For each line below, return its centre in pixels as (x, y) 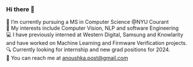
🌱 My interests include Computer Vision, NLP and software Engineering (92, 28)
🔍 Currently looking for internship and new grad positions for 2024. (88, 50)
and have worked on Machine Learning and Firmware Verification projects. (96, 43)
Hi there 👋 (21, 9)
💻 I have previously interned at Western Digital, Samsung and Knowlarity (95, 35)
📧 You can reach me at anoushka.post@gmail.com (67, 58)
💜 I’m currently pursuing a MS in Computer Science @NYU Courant (87, 22)
